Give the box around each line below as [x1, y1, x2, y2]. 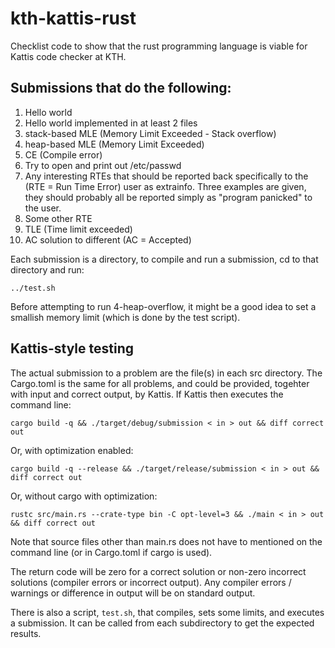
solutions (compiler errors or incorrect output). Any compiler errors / [10, 576, 292, 588]
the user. [24, 202, 62, 214]
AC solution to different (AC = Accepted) [24, 233, 192, 246]
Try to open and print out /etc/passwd [24, 159, 182, 171]
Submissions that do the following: [10, 80, 232, 97]
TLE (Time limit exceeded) [24, 223, 133, 235]
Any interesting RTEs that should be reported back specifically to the [24, 170, 309, 182]
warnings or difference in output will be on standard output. [10, 587, 256, 599]
